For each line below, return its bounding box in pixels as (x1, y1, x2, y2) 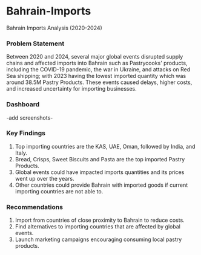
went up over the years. (15, 175, 74, 182)
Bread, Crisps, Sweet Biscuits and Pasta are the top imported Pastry (15, 155, 185, 163)
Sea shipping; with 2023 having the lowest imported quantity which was (6, 73, 186, 80)
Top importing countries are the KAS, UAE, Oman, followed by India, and (15, 143, 196, 150)
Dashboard (6, 100, 40, 109)
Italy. (15, 149, 28, 157)
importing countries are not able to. (15, 187, 104, 195)
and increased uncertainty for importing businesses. (6, 85, 137, 92)
